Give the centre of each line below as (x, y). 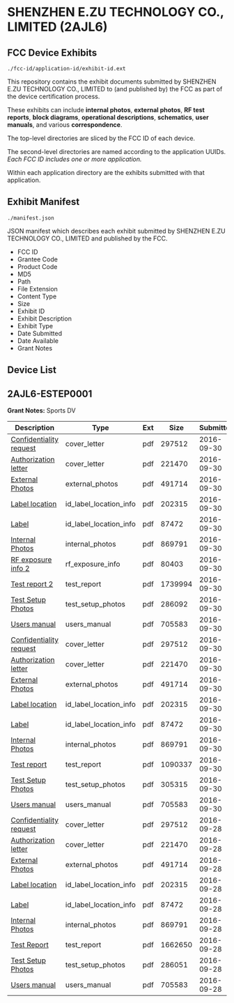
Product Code (37, 266)
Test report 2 (32, 584)
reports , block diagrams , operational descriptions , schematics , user (108, 117)
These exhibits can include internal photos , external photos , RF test (106, 110)
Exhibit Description (44, 319)
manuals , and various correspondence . (65, 125)
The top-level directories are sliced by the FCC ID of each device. (101, 138)
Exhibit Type (35, 326)
